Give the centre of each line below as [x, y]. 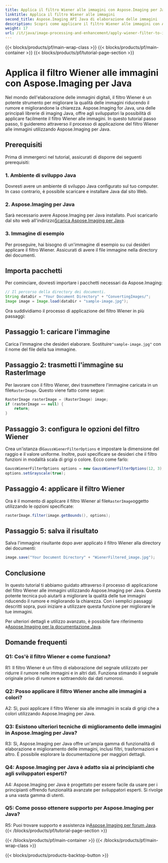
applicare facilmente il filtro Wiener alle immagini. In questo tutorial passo [81, 119]
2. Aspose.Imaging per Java [40, 204]
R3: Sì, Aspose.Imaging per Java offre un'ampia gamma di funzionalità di [80, 744]
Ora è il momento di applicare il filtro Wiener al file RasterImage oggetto [77, 501]
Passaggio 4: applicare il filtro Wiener [65, 489]
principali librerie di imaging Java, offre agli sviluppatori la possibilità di [78, 113]
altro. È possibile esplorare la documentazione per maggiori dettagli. [75, 754]
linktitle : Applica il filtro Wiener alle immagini [60, 15]
